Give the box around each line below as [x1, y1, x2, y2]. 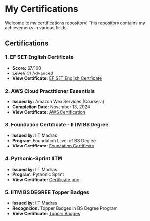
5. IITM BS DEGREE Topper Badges [5, 189, 90, 196]
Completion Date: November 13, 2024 [12, 104, 90, 110]
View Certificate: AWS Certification [12, 109, 85, 115]
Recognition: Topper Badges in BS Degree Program [12, 205, 118, 211]
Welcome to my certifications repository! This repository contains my [5, 20, 145, 25]
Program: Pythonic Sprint [12, 172, 64, 177]
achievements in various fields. [5, 25, 68, 30]
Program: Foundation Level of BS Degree [12, 138, 96, 144]
